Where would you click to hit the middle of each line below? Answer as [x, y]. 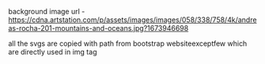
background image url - [47, 11]
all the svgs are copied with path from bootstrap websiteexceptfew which [128, 43]
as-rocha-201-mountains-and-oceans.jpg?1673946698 [98, 28]
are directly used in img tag [53, 52]
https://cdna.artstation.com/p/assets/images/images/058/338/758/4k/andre [132, 20]
